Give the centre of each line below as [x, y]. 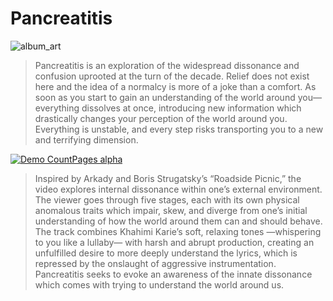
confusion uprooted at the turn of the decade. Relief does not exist [172, 76]
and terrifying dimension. [86, 139]
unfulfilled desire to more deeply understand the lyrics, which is [166, 253]
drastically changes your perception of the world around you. [161, 118]
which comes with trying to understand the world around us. [159, 284]
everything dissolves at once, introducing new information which [168, 108]
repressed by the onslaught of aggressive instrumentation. [155, 263]
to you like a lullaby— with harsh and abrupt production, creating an [174, 242]
